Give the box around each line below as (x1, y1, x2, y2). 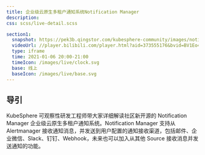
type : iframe (12, 48, 45, 55)
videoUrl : (12, 43, 37, 49)
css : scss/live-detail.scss (6, 20, 78, 26)
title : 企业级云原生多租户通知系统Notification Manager (6, 9, 139, 15)
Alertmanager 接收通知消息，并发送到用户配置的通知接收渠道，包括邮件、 (6, 127, 192, 134)
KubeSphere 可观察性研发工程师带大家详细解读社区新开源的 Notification (6, 112, 187, 119)
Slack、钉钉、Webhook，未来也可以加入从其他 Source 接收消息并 (27, 135, 193, 142)
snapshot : (12, 37, 37, 43)
